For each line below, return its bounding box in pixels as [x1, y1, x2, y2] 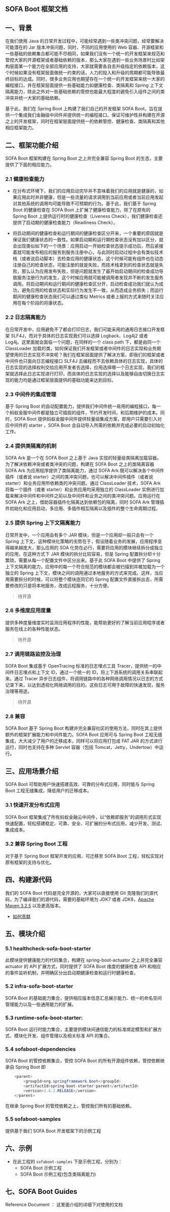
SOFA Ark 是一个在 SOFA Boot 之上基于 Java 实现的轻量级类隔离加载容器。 [5, 455, 161, 461]
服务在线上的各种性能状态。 [5, 625, 63, 632]
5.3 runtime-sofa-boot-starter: [5, 1014, 83, 1021]
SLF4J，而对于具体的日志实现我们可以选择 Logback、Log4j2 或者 [11, 332, 148, 339]
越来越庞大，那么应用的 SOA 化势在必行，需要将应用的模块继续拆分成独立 [9, 545, 163, 551]
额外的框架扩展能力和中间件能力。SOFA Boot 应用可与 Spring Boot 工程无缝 [5, 732, 163, 738]
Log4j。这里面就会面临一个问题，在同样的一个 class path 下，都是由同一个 [5, 339, 161, 345]
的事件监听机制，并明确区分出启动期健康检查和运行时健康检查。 [5, 970, 138, 976]
